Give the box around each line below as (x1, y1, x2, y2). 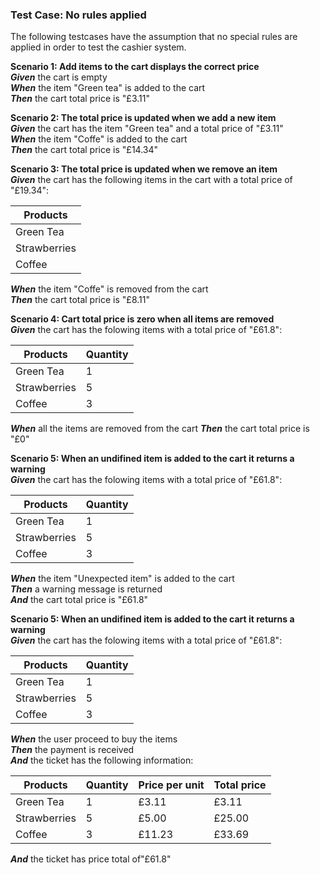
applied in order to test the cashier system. (10, 41, 187, 53)
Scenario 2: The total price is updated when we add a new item (10, 112, 277, 124)
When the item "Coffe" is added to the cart (10, 133, 188, 145)
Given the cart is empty (10, 71, 108, 83)
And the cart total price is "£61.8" (10, 594, 149, 606)
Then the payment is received (10, 744, 135, 756)
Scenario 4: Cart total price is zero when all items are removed (10, 313, 275, 325)
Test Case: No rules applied (10, 8, 147, 22)
